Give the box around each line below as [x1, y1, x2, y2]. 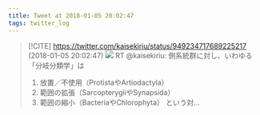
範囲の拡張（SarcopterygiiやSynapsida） [39, 87, 175, 97]
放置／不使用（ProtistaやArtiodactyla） [39, 77, 169, 87]
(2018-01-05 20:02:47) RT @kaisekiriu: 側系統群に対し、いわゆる [27, 50, 253, 60]
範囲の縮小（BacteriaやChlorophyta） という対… [39, 97, 200, 107]
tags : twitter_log [8, 19, 70, 27]
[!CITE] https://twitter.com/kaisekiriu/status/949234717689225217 [27, 41, 246, 50]
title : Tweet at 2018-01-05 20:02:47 [8, 11, 134, 20]
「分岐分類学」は [27, 61, 85, 70]
